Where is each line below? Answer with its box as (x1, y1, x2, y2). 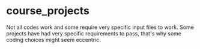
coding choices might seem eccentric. (6, 36, 101, 43)
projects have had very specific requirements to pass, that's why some (6, 30, 182, 37)
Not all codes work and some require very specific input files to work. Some (6, 24, 194, 31)
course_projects (6, 4, 90, 18)
